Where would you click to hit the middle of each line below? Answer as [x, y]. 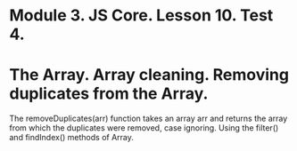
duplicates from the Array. [109, 94]
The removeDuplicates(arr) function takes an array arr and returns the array [148, 119]
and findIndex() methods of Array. [71, 138]
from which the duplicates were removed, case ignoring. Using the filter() [144, 128]
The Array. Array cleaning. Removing [149, 75]
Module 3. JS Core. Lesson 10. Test [141, 16]
